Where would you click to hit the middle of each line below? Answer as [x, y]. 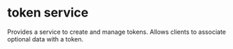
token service [48, 13]
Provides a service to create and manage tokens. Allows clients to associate [116, 32]
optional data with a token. [45, 39]
